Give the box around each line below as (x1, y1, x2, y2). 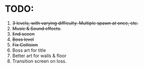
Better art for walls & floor (12, 52, 67, 59)
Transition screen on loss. (12, 58, 67, 64)
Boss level (12, 36, 34, 42)
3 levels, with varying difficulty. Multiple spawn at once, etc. (12, 20, 139, 26)
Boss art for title (12, 47, 46, 53)
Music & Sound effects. (12, 25, 62, 31)
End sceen (12, 31, 35, 37)
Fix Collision (12, 41, 38, 48)
